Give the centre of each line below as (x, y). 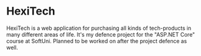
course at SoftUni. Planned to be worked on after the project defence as (97, 41)
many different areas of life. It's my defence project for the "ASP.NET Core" (101, 34)
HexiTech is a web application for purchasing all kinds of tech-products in (99, 28)
